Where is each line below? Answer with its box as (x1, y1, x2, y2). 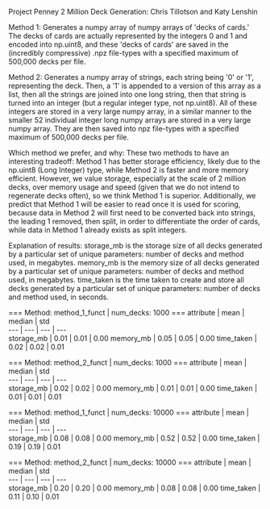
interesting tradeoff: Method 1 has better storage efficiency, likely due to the (8, 156, 260, 166)
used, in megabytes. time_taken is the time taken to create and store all (8, 275, 244, 285)
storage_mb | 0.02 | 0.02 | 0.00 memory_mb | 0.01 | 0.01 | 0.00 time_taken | (8, 383, 258, 393)
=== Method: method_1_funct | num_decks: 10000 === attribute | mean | (8, 407, 250, 417)
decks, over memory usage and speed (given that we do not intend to (8, 182, 240, 192)
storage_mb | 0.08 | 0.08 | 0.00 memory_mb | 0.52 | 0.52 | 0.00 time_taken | (8, 433, 260, 443)
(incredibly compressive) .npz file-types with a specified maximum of (8, 48, 239, 57)
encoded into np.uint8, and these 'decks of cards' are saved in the (8, 40, 229, 49)
